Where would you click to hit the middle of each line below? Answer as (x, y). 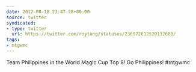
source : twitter (26, 17)
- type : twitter (26, 28)
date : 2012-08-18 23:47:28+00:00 (48, 12)
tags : (13, 40)
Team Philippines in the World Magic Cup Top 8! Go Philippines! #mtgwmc (98, 62)
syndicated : (21, 23)
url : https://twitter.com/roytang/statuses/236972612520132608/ (94, 34)
